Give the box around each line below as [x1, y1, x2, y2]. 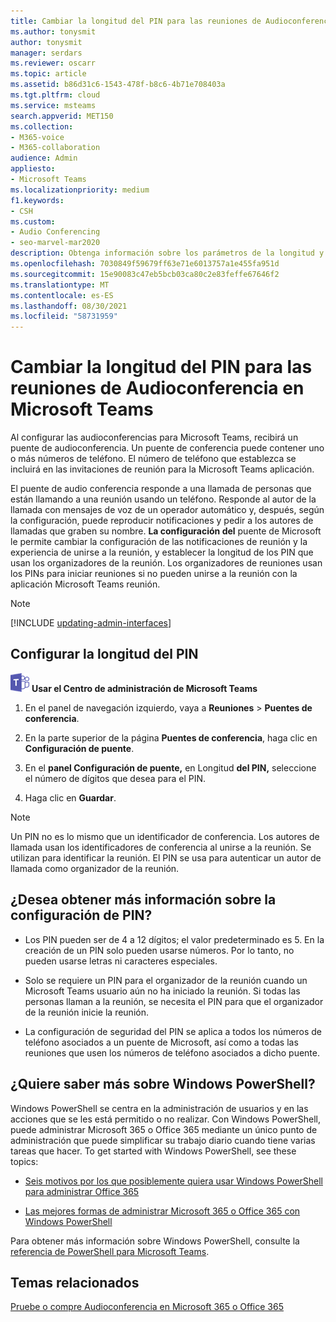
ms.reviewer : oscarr [10, 58, 97, 69]
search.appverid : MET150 [10, 111, 114, 121]
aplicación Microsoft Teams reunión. [10, 578, 161, 590]
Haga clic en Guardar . [24, 791, 117, 804]
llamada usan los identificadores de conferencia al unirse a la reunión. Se [10, 841, 312, 853]
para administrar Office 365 [24, 1185, 140, 1197]
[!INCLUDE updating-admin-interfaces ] [10, 617, 172, 629]
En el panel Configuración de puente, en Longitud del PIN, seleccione [24, 761, 317, 774]
